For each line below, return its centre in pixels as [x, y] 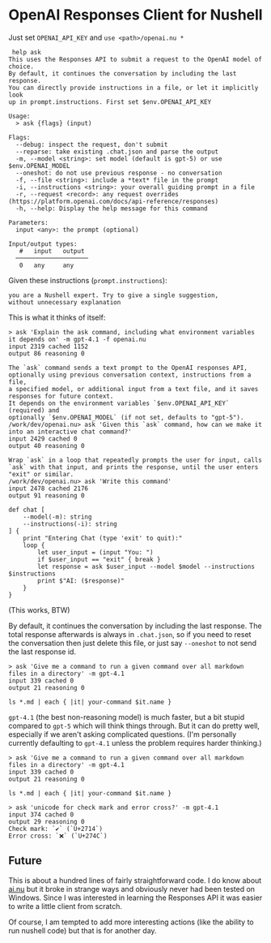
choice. [21, 67]
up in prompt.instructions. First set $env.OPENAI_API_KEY [110, 102]
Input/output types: [43, 244]
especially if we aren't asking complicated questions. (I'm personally [123, 734]
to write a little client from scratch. [66, 906]
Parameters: [28, 222]
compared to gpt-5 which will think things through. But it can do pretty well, [134, 726]
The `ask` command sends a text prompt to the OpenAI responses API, [128, 368]
